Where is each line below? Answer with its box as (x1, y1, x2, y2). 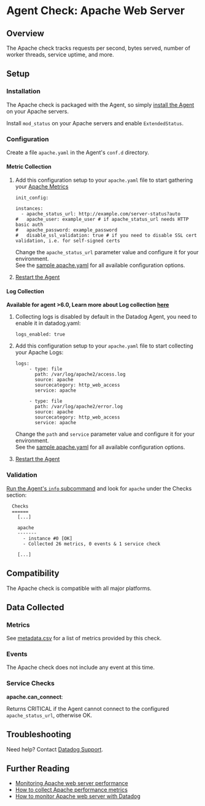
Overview (6, 28, 45, 39)
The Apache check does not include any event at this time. (6, 664, 155, 671)
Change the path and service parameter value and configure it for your (15, 430, 195, 438)
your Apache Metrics (15, 183, 69, 190)
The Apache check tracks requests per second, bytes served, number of (6, 44, 190, 52)
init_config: (15, 195, 49, 201)
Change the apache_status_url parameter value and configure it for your (15, 249, 199, 256)
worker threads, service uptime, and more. (6, 51, 114, 58)
